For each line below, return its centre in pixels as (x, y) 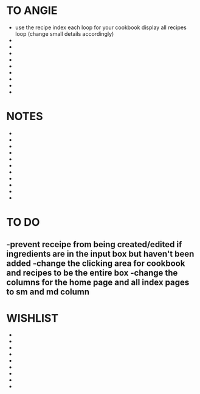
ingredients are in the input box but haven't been (100, 254)
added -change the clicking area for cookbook (96, 264)
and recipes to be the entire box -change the (92, 273)
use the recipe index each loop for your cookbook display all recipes (101, 27)
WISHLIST (33, 318)
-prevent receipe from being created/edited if (94, 244)
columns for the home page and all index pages (98, 283)
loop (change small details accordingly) (64, 33)
